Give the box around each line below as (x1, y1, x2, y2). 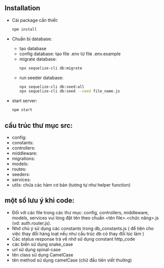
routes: (11, 166, 27, 172)
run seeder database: (19, 75, 64, 81)
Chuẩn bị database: (11, 36, 52, 42)
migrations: (11, 156, 35, 161)
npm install (11, 27, 37, 32)
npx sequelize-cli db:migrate (19, 66, 83, 71)
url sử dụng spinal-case (11, 246, 61, 253)
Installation (4, 4, 40, 12)
